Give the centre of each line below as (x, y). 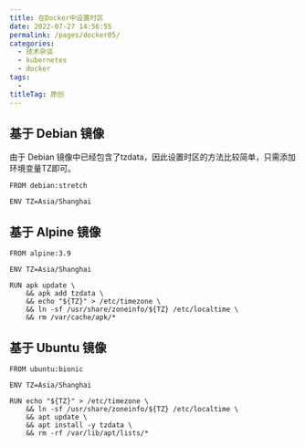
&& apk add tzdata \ (65, 294)
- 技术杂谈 (36, 52)
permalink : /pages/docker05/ (65, 35)
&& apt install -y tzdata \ (79, 425)
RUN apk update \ (42, 286)
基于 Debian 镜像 (57, 133)
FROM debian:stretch (49, 186)
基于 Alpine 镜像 (55, 232)
